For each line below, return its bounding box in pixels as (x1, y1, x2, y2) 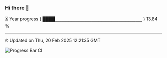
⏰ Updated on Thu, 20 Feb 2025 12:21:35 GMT (5, 37, 101, 44)
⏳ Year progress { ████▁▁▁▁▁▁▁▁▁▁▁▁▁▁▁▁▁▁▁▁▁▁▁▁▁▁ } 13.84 (5, 16, 158, 22)
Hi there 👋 (5, 4, 30, 11)
